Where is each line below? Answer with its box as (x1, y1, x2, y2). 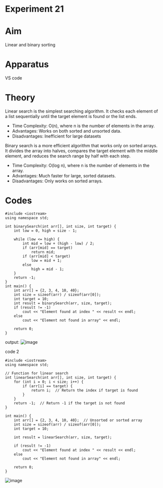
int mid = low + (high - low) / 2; (22, 241, 95, 246)
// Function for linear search (5, 371, 69, 376)
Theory (5, 92, 36, 103)
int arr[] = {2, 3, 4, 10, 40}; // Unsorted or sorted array (14, 418, 143, 423)
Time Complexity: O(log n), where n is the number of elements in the (12, 162, 150, 168)
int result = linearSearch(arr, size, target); (14, 435, 112, 440)
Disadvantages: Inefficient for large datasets (12, 133, 101, 139)
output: (5, 339, 19, 345)
